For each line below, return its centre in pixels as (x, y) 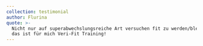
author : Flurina (27, 17)
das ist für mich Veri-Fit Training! (59, 34)
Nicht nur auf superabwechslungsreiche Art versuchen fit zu (90, 28)
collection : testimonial (37, 12)
